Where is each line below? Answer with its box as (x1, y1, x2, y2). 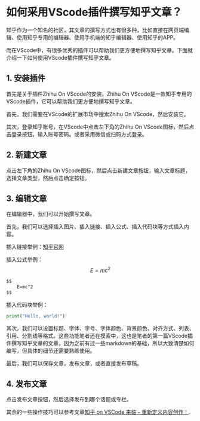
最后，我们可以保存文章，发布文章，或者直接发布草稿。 (6, 359, 142, 367)
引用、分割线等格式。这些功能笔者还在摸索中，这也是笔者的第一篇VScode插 (6, 332, 193, 339)
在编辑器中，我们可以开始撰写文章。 (6, 210, 96, 218)
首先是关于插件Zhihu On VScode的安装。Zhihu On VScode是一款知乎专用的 (6, 90, 192, 97)
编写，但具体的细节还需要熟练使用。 (6, 347, 96, 354)
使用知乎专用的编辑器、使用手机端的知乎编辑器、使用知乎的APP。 (16, 33, 179, 41)
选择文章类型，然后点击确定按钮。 (6, 174, 90, 181)
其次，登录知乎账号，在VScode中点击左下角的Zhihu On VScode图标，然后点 (6, 123, 195, 130)
